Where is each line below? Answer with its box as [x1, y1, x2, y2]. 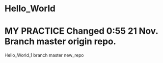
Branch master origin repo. [4, 36, 116, 47]
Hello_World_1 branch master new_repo [4, 52, 84, 58]
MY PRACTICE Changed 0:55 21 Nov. [4, 26, 158, 37]
